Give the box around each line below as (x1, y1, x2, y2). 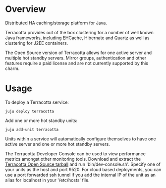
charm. (5, 65, 20, 71)
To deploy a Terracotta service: (5, 99, 69, 105)
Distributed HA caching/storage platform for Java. (5, 20, 108, 26)
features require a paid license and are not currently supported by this (5, 60, 149, 66)
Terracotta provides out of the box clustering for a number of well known (5, 29, 154, 35)
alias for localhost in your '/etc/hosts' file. (5, 177, 90, 183)
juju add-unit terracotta (5, 127, 58, 132)
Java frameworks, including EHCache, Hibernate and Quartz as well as (5, 35, 150, 41)
